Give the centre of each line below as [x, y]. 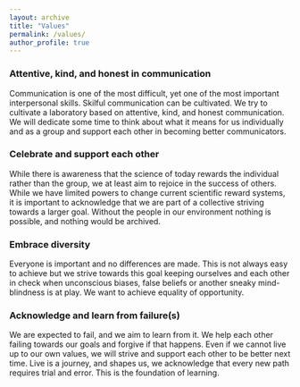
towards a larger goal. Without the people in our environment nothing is [140, 212]
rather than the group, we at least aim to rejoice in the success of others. [143, 183]
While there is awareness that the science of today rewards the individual [144, 173]
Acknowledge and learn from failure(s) [95, 315]
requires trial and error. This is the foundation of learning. [115, 373]
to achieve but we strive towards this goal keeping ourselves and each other [150, 273]
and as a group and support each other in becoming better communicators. [148, 131]
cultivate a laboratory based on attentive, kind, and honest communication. [147, 112]
